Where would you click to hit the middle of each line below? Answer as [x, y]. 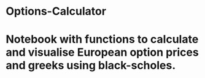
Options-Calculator [56, 11]
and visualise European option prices [102, 53]
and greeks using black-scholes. [91, 65]
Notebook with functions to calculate [102, 40]
